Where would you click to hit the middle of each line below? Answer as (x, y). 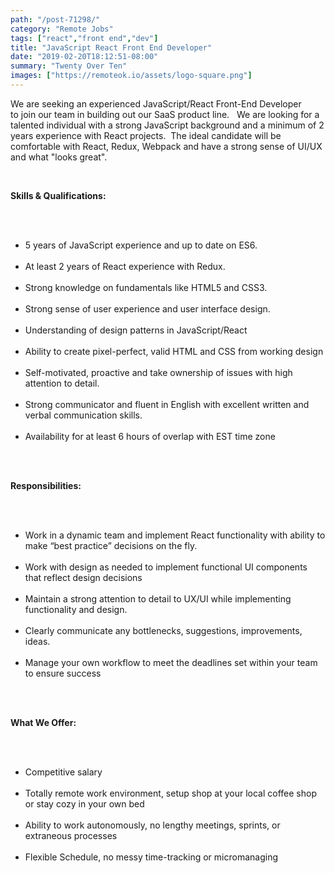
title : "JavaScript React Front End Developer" (111, 47)
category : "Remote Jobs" (62, 29)
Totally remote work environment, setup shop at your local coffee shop (171, 793)
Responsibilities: (46, 485)
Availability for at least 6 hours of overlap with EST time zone (150, 436)
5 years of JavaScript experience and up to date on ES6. (141, 245)
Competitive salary (63, 772)
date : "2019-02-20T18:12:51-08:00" (84, 57)
